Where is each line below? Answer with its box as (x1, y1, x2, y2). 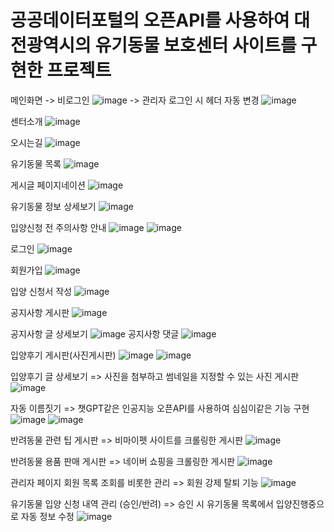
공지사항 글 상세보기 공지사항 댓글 (10, 327, 180, 340)
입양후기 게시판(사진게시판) (10, 349, 117, 361)
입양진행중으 (275, 497, 325, 510)
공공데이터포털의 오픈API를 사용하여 (10, 9, 290, 32)
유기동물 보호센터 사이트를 (94, 34, 297, 57)
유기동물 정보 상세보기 (10, 200, 97, 212)
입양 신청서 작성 (10, 285, 73, 297)
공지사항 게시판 (10, 306, 70, 318)
